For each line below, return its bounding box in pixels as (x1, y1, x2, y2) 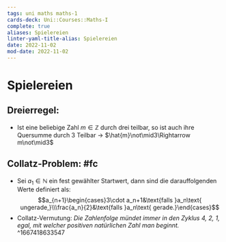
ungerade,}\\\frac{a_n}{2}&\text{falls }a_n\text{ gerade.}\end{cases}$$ (20, 203, 220, 212)
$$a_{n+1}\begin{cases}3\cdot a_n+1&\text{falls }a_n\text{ (38, 196, 202, 204)
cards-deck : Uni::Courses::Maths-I (7, 16, 109, 23)
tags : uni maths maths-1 (7, 10, 78, 17)
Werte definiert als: (16, 185, 71, 193)
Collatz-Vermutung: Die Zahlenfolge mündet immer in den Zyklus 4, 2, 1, (16, 214, 220, 222)
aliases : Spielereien (7, 29, 69, 36)
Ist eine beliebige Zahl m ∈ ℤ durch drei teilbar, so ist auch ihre (16, 123, 195, 131)
